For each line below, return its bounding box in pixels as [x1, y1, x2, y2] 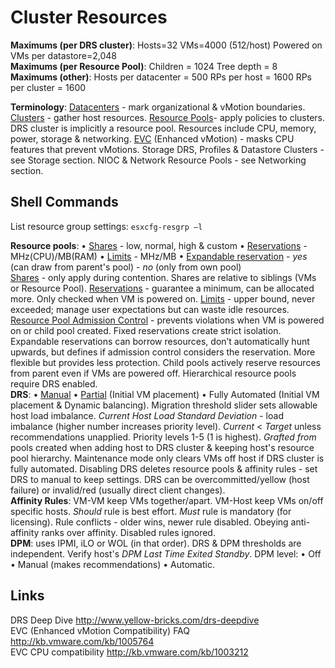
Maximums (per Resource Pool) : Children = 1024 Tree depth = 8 [10, 60, 278, 72]
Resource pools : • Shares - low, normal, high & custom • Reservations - [10, 239, 308, 251]
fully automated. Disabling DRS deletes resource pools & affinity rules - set [10, 462, 318, 475]
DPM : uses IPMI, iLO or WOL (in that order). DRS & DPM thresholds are [10, 537, 302, 549]
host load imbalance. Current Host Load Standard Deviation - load [10, 409, 284, 421]
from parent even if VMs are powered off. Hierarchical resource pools [10, 367, 297, 379]
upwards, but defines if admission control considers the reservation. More [10, 346, 316, 358]
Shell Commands [10, 194, 119, 211]
